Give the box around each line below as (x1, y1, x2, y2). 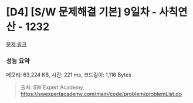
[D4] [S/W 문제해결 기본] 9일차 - (6, 5, 157, 19)
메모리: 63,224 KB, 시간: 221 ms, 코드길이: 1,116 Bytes (6, 71, 132, 78)
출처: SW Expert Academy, (20, 84, 84, 91)
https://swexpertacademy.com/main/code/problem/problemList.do (20, 91, 182, 98)
